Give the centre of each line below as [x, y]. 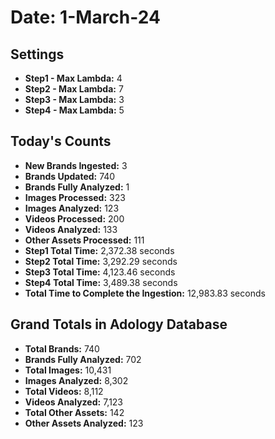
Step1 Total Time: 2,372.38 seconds [99, 250]
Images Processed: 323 [75, 197]
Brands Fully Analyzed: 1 [77, 187]
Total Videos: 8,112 [64, 391]
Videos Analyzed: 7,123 [74, 402]
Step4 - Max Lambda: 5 [74, 110]
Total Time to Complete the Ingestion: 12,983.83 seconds [145, 293]
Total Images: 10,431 [68, 370]
